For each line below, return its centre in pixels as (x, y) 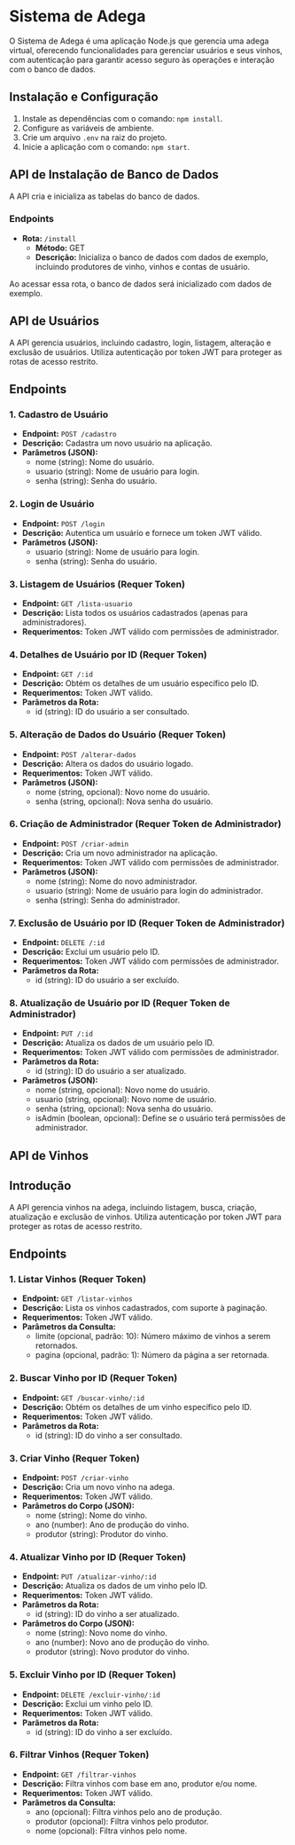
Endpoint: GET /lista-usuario (77, 603)
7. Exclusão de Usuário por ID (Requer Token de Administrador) (147, 923)
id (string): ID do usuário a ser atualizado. (111, 1071)
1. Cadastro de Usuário (59, 414)
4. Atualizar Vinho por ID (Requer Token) (98, 1557)
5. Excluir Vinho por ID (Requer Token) (93, 1675)
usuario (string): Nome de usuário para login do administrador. (149, 890)
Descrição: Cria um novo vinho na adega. (98, 1486)
